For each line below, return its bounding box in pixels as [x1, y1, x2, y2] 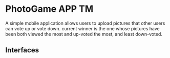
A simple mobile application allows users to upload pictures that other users [5, 20, 165, 26]
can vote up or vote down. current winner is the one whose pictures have [5, 25, 160, 31]
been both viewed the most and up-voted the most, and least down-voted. [5, 31, 163, 37]
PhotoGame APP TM [5, 3, 94, 15]
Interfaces [5, 46, 39, 54]
